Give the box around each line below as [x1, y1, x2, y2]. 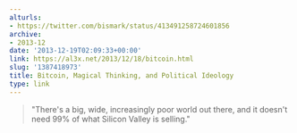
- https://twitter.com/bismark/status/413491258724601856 [9, 21, 230, 30]
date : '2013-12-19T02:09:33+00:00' [9, 46, 142, 55]
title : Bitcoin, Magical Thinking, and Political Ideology [9, 71, 234, 80]
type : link [9, 79, 50, 88]
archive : [9, 29, 42, 38]
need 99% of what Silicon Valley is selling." [30, 113, 191, 124]
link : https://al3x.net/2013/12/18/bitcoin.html [9, 54, 194, 63]
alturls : [9, 12, 42, 22]
